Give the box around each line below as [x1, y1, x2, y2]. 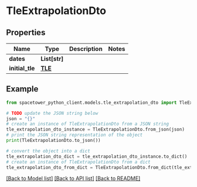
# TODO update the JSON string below [6, 110, 98, 116]
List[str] [40, 55, 64, 63]
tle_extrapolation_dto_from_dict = [6, 164, 93, 171]
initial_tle [9, 64, 35, 72]
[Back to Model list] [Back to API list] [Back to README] [6, 175, 141, 182]
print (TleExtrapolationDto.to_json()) [6, 138, 101, 144]
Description [69, 45, 103, 53]
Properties [6, 28, 46, 38]
